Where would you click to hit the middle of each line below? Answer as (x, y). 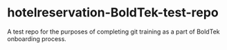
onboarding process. (37, 38)
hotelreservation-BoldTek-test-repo (113, 13)
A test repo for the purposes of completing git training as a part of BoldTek (113, 32)
